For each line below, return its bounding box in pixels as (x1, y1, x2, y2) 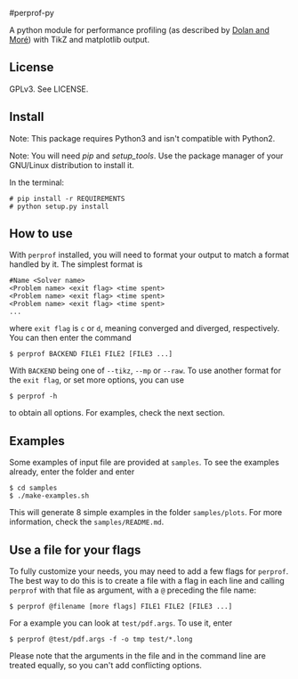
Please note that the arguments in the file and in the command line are (9, 651, 267, 661)
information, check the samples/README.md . (9, 516, 165, 528)
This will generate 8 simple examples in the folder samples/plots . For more (9, 507, 283, 518)
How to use (9, 226, 73, 241)
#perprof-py (9, 8, 55, 18)
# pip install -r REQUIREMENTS (9, 194, 125, 203)
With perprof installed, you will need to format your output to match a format (9, 249, 289, 261)
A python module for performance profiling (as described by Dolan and (9, 25, 270, 35)
